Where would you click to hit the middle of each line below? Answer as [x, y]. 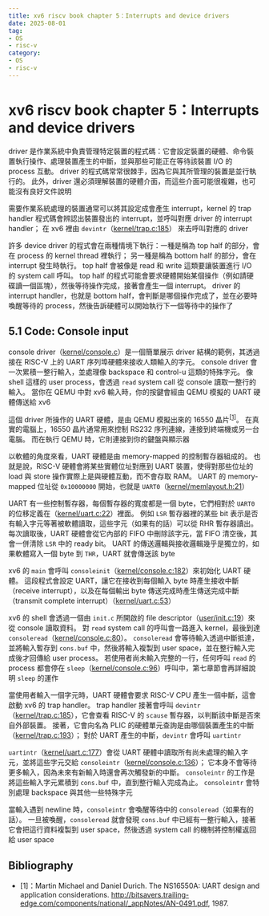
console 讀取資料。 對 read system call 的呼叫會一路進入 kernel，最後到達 [139, 628]
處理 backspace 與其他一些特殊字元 [74, 792]
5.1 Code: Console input [68, 331]
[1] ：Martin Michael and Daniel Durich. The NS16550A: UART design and [140, 885]
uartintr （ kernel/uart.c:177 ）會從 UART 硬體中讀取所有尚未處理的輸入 [125, 752]
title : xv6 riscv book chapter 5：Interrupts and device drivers [119, 16]
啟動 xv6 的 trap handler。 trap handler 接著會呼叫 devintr [104, 705]
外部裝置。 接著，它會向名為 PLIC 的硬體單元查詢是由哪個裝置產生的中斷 [134, 725]
